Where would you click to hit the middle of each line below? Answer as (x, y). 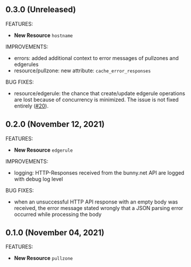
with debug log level (38, 179)
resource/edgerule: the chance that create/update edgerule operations (100, 93)
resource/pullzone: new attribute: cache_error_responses (82, 71)
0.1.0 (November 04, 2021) (55, 233)
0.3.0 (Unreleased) (41, 10)
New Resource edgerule (43, 150)
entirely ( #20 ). (31, 106)
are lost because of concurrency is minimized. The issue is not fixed (96, 99)
